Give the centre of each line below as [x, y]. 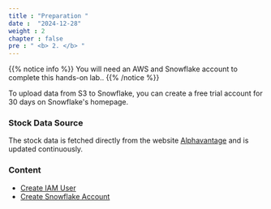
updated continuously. [46, 149]
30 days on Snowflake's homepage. [69, 102]
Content [25, 170]
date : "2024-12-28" [45, 23]
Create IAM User [48, 188]
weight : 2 [27, 31]
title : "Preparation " [49, 16]
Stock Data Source [46, 123]
